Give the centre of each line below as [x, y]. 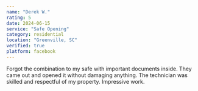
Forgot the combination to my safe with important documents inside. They [99, 69]
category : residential [35, 35]
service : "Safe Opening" [38, 29]
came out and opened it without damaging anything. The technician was [97, 75]
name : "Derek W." [28, 12]
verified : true [26, 46]
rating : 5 [19, 18]
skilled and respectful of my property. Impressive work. [76, 81]
